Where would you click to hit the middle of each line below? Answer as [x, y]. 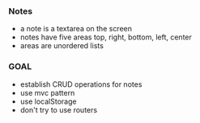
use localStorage [48, 101]
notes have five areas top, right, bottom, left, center [106, 37]
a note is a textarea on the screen [76, 29]
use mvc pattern [47, 92]
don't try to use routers [59, 109]
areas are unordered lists [62, 46]
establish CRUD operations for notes [81, 84]
